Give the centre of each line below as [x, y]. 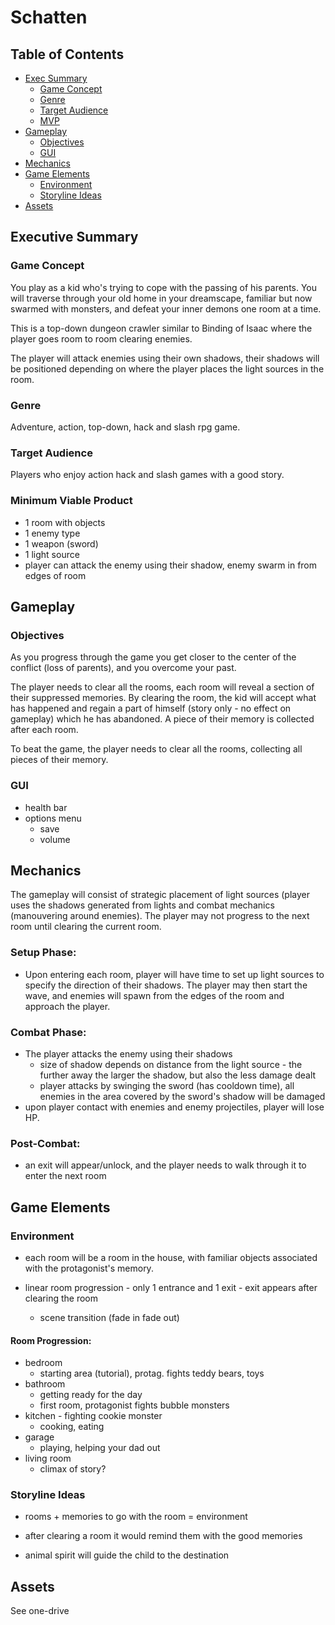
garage [39, 1437]
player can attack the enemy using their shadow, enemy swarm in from [171, 565]
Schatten [49, 17]
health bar [46, 807]
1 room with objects [65, 522]
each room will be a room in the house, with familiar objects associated [171, 1257]
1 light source [52, 554]
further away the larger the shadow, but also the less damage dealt [178, 1075]
